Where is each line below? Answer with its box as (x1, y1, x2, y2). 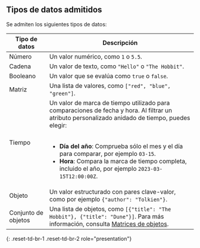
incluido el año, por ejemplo (59, 164, 137, 173)
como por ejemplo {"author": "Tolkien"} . (49, 195, 168, 203)
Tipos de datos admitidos (6, 5, 102, 15)
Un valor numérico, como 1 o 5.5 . (49, 52, 142, 60)
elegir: (49, 121, 67, 129)
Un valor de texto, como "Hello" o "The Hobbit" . (49, 62, 185, 71)
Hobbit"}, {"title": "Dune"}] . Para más (49, 212, 164, 221)
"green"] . (49, 89, 76, 97)
